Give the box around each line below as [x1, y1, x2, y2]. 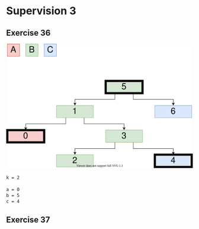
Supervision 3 [6, 4, 76, 18]
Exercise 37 [6, 215, 50, 225]
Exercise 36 [6, 28, 51, 38]
